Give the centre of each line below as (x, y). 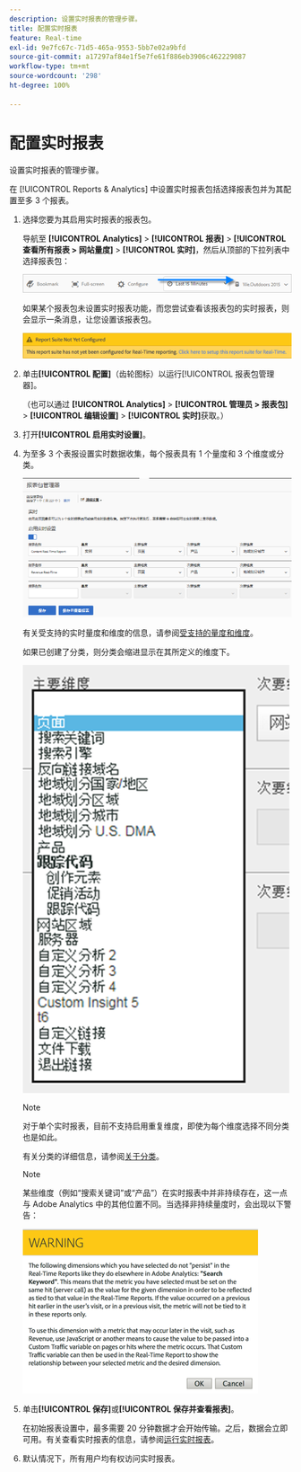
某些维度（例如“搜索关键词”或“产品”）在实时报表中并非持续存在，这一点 (155, 1193)
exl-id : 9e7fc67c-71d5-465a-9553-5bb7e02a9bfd (98, 48)
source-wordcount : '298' (56, 76)
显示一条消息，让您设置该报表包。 (93, 320)
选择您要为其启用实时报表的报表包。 (89, 219)
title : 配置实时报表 (43, 28)
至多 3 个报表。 (45, 200)
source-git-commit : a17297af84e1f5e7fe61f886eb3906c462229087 (128, 57)
